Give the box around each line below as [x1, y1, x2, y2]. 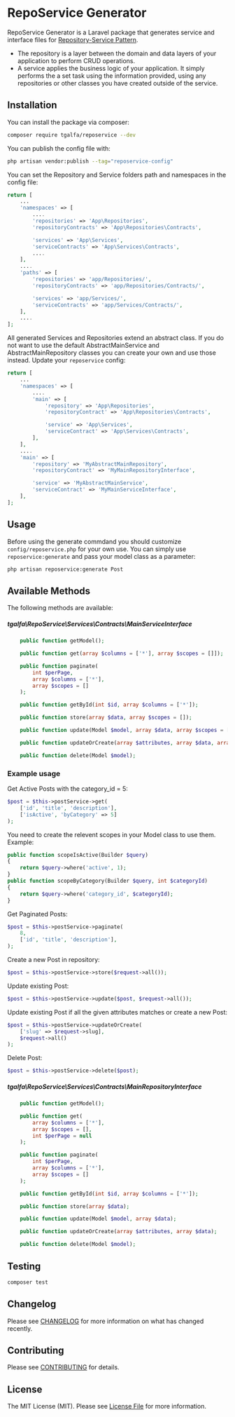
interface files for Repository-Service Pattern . [7, 35, 138, 43]
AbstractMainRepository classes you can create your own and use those [7, 348, 217, 357]
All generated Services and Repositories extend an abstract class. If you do [7, 334, 224, 342]
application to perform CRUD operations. [17, 56, 136, 65]
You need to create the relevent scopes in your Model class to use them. [7, 830, 216, 839]
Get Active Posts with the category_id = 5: [7, 785, 128, 793]
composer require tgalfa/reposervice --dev [7, 131, 136, 138]
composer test [7, 1278, 49, 1286]
